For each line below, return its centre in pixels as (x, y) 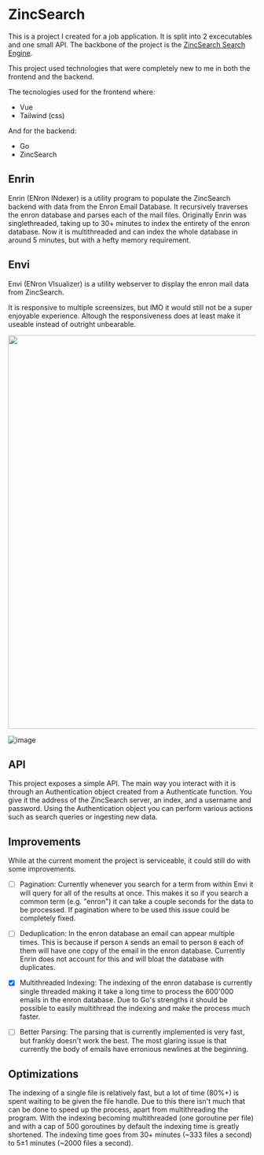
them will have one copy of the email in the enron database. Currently (132, 951)
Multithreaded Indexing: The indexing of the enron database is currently (136, 983)
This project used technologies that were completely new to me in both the (129, 68)
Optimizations (43, 1074)
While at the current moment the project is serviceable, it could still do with (130, 861)
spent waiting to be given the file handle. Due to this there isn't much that (127, 1101)
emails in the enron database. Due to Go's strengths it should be (123, 1000)
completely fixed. (48, 918)
